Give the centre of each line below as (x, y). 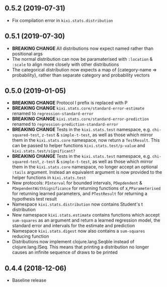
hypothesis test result (34, 199)
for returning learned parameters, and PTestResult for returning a (80, 194)
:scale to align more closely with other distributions (65, 64)
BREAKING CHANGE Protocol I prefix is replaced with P (70, 103)
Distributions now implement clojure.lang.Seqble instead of (73, 242)
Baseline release (29, 280)
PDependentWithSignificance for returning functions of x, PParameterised (86, 188)
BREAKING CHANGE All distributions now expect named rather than (83, 48)
